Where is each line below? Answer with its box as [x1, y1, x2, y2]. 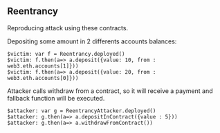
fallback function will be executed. [7, 94, 105, 102]
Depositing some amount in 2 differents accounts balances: [7, 37, 177, 45]
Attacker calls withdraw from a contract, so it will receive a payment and [7, 86, 213, 95]
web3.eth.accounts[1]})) [7, 62, 79, 70]
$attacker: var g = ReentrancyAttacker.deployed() [7, 107, 156, 114]
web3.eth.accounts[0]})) [7, 74, 79, 81]
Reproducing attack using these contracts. [7, 23, 129, 32]
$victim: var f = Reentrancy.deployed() [7, 50, 126, 57]
